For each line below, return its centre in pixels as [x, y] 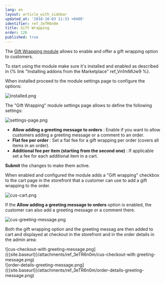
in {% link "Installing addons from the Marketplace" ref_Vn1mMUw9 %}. [78, 71]
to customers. [19, 56]
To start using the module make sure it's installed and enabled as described [82, 66]
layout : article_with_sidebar [36, 14]
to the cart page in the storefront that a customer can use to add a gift [76, 180]
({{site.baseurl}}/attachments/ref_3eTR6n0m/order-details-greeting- [75, 270]
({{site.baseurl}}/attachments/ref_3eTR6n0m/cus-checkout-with [70, 254]
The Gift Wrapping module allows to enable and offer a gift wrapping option [82, 51]
